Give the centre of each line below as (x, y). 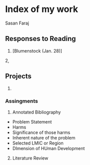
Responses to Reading (41, 39)
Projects (18, 76)
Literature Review (30, 158)
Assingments (22, 101)
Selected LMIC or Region (38, 143)
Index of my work (42, 9)
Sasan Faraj (17, 23)
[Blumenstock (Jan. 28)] (37, 50)
